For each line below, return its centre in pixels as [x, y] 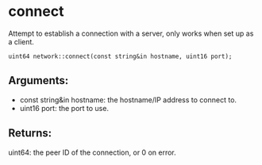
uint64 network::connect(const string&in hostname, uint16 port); [120, 56]
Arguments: [39, 81]
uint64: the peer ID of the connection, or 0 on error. [92, 152]
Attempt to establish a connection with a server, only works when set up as [131, 33]
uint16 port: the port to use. [64, 108]
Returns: [30, 133]
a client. [21, 41]
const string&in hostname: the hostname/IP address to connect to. [128, 100]
